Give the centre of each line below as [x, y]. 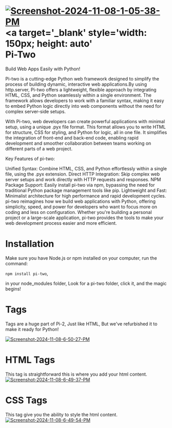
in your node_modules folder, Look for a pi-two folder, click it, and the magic [86, 283]
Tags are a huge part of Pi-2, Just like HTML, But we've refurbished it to [81, 324]
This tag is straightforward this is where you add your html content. [76, 374]
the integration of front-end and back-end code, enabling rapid [72, 138]
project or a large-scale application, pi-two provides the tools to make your [84, 218]
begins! [13, 289]
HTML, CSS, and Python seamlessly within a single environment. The [78, 95]
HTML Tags [30, 360]
